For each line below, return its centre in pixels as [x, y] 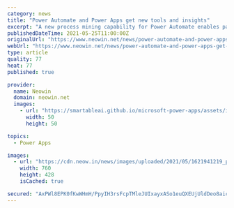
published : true [31, 72]
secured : [20, 194]
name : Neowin [32, 91]
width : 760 [36, 168]
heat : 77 [20, 66]
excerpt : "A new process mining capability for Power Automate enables [113, 27]
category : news [29, 14]
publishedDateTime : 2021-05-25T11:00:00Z [68, 33]
